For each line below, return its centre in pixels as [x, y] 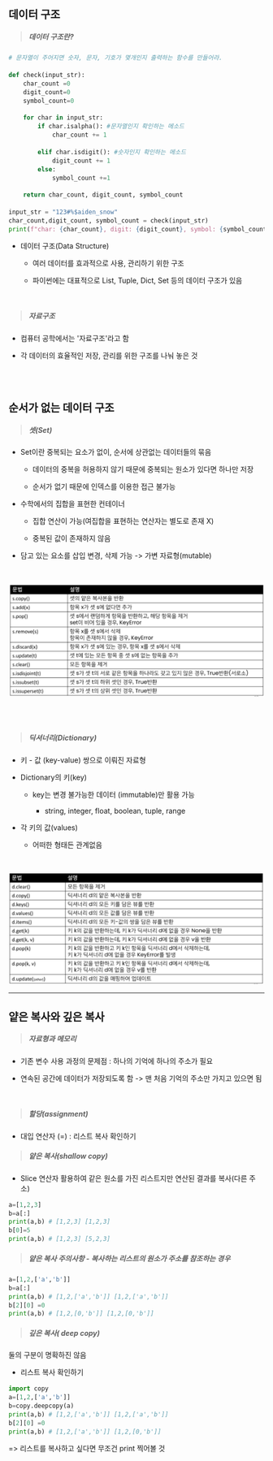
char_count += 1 [79, 135]
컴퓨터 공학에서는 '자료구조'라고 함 [75, 338]
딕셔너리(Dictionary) [63, 738]
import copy [28, 1389]
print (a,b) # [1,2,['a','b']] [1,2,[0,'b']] [85, 1432]
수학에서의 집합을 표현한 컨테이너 [72, 504]
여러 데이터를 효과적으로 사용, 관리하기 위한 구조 [108, 263]
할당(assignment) [58, 1114]
